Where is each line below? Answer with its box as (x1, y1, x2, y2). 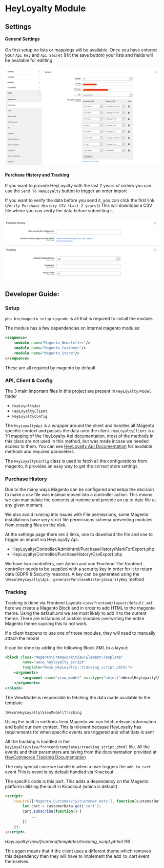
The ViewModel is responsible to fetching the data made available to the (5, 694, 150, 700)
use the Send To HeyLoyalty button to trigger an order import (5, 188, 127, 194)
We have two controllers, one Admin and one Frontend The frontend (5, 561, 143, 567)
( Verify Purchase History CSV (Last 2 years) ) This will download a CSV (5, 202, 152, 208)
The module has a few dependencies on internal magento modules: (5, 325, 141, 331)
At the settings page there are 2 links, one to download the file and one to (5, 532, 153, 537)
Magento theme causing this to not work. (5, 621, 88, 626)
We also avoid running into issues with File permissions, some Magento (5, 512, 149, 517)
